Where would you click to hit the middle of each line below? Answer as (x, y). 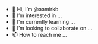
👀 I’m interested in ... (37, 15)
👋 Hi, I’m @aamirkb (35, 9)
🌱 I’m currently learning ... (43, 22)
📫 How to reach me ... (39, 35)
